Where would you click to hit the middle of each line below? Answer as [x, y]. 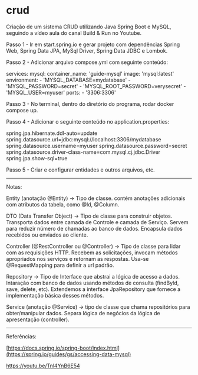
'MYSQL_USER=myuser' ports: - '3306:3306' [61, 92]
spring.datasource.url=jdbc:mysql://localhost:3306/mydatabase [84, 139]
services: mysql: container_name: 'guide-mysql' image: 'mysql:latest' [90, 73]
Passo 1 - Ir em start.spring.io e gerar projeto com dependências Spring [93, 44]
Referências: [22, 336]
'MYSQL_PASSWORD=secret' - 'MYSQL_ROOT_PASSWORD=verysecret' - [96, 86]
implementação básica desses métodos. [55, 295]
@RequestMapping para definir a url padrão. [60, 265]
